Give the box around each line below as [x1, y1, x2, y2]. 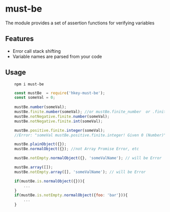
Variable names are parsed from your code [12, 53, 102, 59]
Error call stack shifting [12, 48, 61, 54]
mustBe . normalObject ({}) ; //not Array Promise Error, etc [14, 147, 139, 152]
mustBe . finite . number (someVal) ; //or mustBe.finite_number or [14, 110, 151, 115]
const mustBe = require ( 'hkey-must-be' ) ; [14, 90, 105, 95]
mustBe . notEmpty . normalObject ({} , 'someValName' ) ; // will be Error [14, 156, 162, 161]
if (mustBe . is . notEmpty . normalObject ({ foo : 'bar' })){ [14, 193, 128, 198]
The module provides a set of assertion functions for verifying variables [5, 20, 155, 26]
